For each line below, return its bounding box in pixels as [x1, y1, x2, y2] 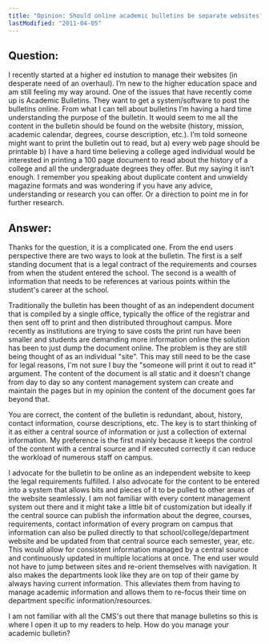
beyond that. [8, 395, 50, 404]
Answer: [8, 221, 52, 235]
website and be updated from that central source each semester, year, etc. [8, 537, 255, 546]
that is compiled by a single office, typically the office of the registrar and [8, 310, 251, 319]
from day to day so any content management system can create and [8, 378, 234, 387]
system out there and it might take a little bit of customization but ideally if [8, 502, 252, 512]
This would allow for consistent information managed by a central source [8, 545, 249, 554]
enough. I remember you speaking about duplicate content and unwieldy [8, 172, 248, 182]
